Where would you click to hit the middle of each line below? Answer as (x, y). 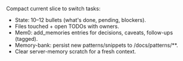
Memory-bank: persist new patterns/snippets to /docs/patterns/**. (96, 45)
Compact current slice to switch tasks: (53, 9)
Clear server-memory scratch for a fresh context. (75, 52)
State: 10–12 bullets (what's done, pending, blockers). (80, 20)
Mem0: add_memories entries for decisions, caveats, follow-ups (94, 33)
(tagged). (26, 39)
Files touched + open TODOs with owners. (67, 26)
